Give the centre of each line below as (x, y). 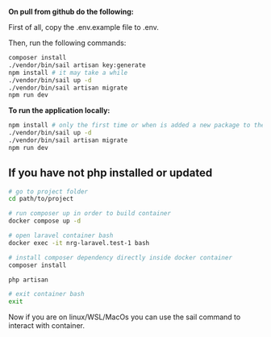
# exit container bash (46, 294)
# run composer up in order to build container (90, 214)
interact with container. (46, 326)
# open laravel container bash (61, 236)
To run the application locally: (59, 110)
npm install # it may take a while (68, 73)
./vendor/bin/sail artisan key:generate (77, 65)
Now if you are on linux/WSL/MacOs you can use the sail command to (125, 317)
